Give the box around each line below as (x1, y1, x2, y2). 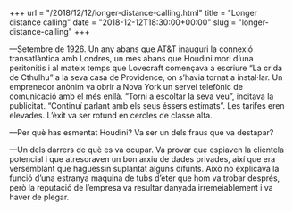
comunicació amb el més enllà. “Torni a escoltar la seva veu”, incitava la (9, 91, 274, 101)
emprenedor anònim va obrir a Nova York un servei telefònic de (9, 82, 244, 92)
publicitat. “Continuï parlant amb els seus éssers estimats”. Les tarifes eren (9, 101, 285, 110)
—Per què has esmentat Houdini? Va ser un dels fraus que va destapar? (9, 127, 274, 137)
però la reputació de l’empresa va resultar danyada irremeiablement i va (9, 183, 274, 192)
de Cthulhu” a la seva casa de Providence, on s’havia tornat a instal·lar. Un (9, 72, 283, 83)
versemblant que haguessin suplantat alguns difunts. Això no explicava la (9, 164, 280, 174)
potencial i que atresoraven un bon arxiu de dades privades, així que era (9, 154, 276, 164)
